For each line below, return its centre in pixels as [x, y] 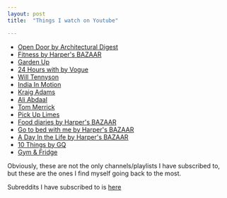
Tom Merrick [36, 107]
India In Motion [39, 84]
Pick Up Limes [39, 115]
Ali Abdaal [33, 99]
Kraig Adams [36, 92]
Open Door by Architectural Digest [68, 47]
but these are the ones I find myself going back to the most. [94, 173]
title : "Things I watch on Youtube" [63, 21]
